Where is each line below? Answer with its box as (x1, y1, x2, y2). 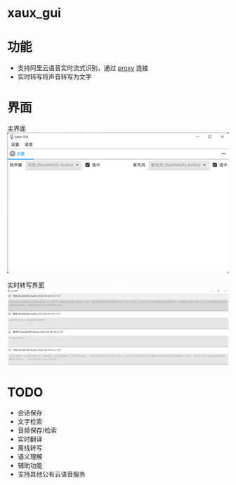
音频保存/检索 (17, 426, 58, 434)
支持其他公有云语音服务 (17, 470, 86, 479)
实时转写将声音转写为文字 (17, 72, 92, 81)
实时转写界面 (7, 281, 44, 289)
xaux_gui (7, 5, 62, 21)
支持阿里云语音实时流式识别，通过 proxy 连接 (17, 64, 149, 72)
